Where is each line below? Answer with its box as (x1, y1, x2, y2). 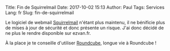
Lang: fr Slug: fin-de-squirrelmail (5, 10, 74, 16)
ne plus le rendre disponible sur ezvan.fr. (5, 30, 91, 36)
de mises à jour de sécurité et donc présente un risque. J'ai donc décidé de (5, 25, 164, 31)
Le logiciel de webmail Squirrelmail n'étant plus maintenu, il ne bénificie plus (5, 20, 165, 25)
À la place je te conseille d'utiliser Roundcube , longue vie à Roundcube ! (5, 40, 157, 46)
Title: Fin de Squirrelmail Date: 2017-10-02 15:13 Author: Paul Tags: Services (5, 5, 164, 10)
